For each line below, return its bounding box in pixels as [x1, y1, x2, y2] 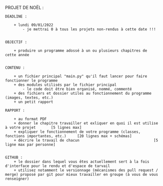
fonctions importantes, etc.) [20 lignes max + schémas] [5, 134, 132, 139]
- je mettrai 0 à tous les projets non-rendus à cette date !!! [22, 27, 156, 32]
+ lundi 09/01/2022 [14, 22, 54, 27]
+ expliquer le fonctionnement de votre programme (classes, [14, 129, 141, 134]
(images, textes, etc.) [5, 95, 54, 100]
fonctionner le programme [5, 78, 58, 83]
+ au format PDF [14, 117, 47, 122]
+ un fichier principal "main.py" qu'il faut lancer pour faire [14, 74, 147, 79]
